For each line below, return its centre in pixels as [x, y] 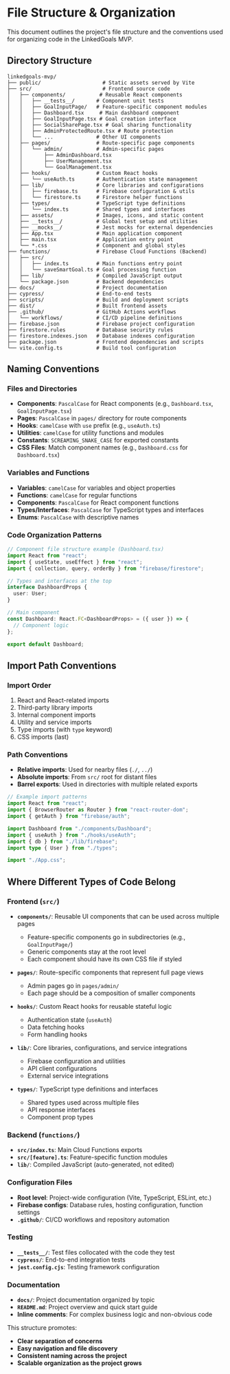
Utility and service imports [54, 722]
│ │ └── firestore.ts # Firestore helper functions [95, 197]
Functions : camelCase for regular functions [77, 495]
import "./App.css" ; [37, 860]
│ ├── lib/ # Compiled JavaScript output [95, 276]
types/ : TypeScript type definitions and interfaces [88, 1089]
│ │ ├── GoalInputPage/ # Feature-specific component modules [107, 107]
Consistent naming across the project [72, 1356]
